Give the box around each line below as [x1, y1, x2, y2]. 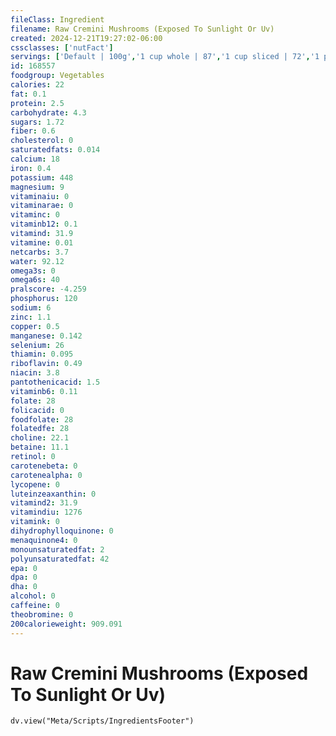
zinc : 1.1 [10, 312, 52, 322]
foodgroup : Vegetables [10, 71, 105, 81]
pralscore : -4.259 [10, 284, 87, 295]
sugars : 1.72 [10, 117, 65, 127]
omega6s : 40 [10, 275, 60, 285]
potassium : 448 [10, 172, 74, 183]
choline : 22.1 [10, 433, 70, 443]
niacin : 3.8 [10, 368, 60, 378]
